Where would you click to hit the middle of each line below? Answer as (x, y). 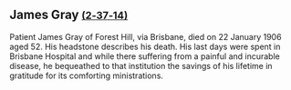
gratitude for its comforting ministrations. (87, 75)
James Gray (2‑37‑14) (69, 15)
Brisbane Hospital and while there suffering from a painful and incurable (145, 56)
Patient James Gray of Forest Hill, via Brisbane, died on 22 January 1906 (145, 36)
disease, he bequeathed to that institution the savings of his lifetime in (141, 65)
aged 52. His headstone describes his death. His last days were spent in (145, 46)
